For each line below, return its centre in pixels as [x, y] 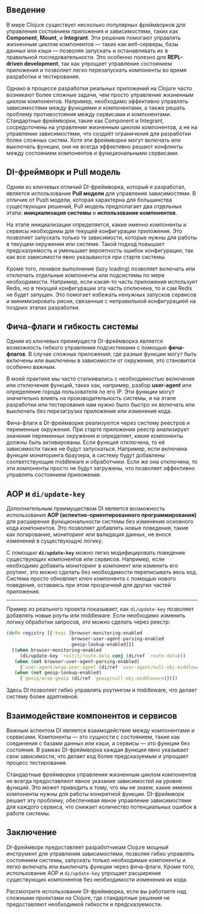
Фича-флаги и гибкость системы [72, 327]
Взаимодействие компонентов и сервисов [92, 716]
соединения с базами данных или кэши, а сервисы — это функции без [98, 743]
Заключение [32, 833]
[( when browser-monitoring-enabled [57, 650]
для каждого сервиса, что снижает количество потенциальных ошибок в [102, 807]
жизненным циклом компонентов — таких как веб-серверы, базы [92, 44]
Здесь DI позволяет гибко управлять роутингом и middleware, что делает [102, 690]
